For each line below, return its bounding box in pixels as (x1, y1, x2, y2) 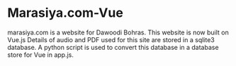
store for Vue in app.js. (7, 51, 74, 59)
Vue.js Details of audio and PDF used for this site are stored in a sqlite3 (7, 35, 215, 44)
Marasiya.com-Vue (7, 5, 124, 21)
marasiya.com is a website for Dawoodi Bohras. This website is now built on (7, 28, 229, 37)
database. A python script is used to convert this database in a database (7, 43, 219, 51)
